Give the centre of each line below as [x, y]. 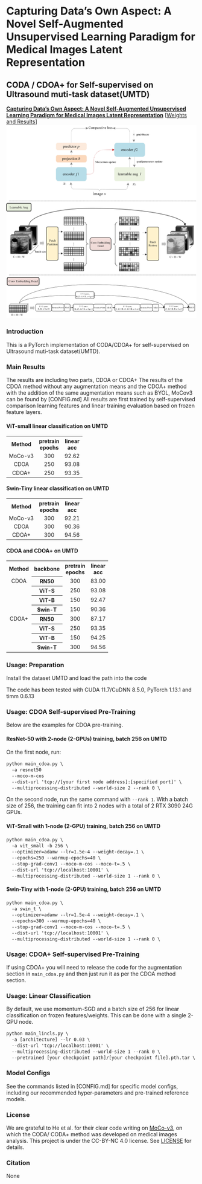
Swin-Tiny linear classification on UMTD [58, 488]
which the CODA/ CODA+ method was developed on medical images [92, 1134]
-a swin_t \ [27, 909]
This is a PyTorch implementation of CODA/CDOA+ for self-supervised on [98, 345]
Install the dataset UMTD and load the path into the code [77, 678]
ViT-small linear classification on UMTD [57, 426]
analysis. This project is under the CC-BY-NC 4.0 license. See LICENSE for [99, 1141]
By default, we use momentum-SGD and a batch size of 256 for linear [93, 1009]
